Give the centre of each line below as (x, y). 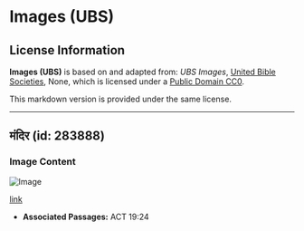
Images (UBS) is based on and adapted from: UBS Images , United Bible (142, 72)
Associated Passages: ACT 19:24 (85, 217)
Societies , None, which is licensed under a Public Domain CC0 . (127, 82)
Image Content (43, 162)
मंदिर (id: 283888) (57, 136)
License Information (67, 50)
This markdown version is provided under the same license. (121, 99)
